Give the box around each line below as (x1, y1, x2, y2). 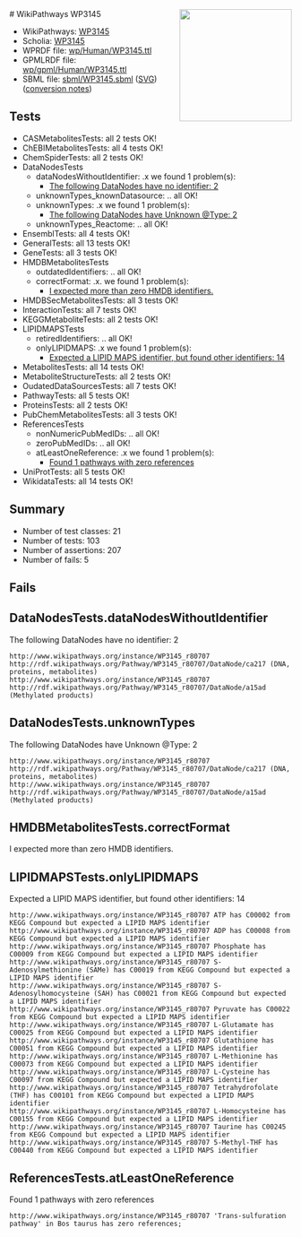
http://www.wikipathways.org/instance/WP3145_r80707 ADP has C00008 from (9, 927, 291, 936)
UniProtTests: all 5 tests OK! (21, 466, 125, 477)
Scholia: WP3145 (21, 36, 85, 46)
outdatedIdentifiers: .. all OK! (35, 266, 142, 277)
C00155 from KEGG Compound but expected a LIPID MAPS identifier (9, 1115, 258, 1124)
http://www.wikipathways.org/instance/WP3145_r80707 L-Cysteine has (9, 1068, 271, 1077)
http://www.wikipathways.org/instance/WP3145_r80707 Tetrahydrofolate (9, 1084, 279, 1093)
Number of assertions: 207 (21, 544, 122, 555)
